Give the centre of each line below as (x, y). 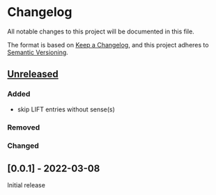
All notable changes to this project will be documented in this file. (101, 31)
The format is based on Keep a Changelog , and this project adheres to (108, 45)
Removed (24, 127)
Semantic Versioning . (38, 52)
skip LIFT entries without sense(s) (66, 109)
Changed (23, 146)
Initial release (26, 185)
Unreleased (33, 74)
